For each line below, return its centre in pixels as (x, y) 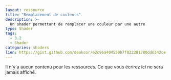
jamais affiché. (21, 72)
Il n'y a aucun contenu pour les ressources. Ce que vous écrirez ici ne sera (84, 67)
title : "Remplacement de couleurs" (43, 15)
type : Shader (19, 29)
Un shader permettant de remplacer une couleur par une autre (78, 24)
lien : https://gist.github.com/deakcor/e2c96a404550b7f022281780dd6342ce (86, 52)
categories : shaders (27, 48)
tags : (11, 33)
